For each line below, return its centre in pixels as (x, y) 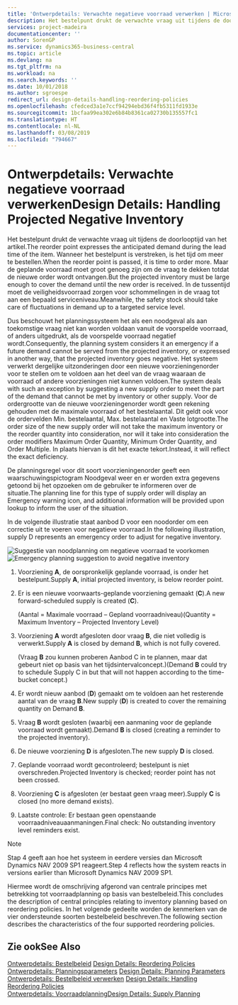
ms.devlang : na (30, 60)
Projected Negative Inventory (96, 220)
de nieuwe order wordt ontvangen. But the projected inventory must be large (119, 277)
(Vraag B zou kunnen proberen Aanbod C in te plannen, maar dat (112, 657)
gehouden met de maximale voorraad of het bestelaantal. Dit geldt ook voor (118, 412)
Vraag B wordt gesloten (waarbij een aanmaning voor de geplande (114, 723)
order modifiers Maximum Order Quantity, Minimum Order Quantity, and (112, 441)
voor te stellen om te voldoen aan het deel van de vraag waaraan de (107, 374)
